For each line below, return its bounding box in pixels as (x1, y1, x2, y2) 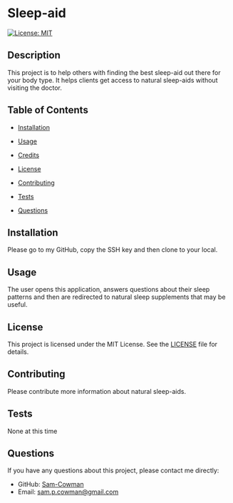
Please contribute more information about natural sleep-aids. (7, 387, 187, 395)
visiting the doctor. (7, 83, 62, 92)
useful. (7, 300, 28, 309)
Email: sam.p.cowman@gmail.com (17, 487, 119, 497)
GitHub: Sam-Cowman (17, 480, 84, 489)
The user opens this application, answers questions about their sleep (7, 285, 210, 294)
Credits (17, 151, 40, 159)
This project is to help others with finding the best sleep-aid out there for (7, 68, 221, 76)
